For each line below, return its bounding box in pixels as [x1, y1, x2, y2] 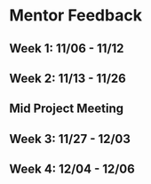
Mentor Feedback [9, 5, 142, 26]
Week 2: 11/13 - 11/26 [9, 70, 126, 85]
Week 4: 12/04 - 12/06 [9, 162, 135, 177]
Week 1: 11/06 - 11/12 [9, 41, 124, 56]
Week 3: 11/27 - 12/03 [9, 131, 131, 147]
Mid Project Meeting [9, 101, 124, 116]
